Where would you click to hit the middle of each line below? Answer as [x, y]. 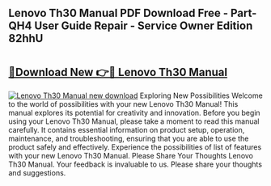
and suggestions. [37, 173]
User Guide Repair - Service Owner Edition [144, 26]
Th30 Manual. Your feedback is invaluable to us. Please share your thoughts [135, 164]
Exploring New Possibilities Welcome [201, 95]
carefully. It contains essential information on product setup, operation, [127, 130]
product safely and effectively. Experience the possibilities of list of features [135, 147]
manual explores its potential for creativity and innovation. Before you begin [134, 113]
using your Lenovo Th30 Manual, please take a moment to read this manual [134, 121]
